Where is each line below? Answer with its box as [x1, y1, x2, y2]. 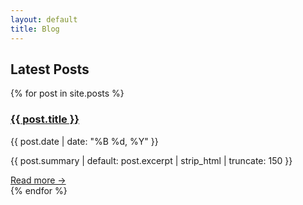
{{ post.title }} [10, 112, 80, 126]
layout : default [10, 14, 78, 25]
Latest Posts [10, 61, 90, 78]
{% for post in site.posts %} [10, 87, 125, 100]
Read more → [10, 174, 67, 186]
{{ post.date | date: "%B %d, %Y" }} [10, 135, 159, 147]
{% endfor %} [10, 184, 68, 196]
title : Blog [10, 24, 60, 34]
